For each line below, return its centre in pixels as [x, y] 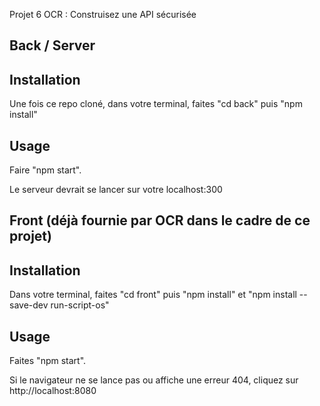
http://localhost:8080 [53, 391]
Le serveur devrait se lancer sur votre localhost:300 [116, 190]
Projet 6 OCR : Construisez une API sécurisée [103, 14]
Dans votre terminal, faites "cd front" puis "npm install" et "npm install [153, 295]
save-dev [29, 305]
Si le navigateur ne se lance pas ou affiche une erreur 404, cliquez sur [154, 380]
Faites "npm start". [48, 361]
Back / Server [52, 45]
